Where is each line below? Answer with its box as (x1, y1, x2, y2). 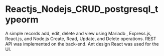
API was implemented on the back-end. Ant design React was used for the (5, 41, 159, 47)
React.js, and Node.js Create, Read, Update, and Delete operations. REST (5, 36, 156, 42)
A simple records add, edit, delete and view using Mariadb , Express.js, (5, 30, 152, 36)
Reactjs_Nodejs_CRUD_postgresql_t (5, 3, 158, 15)
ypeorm (5, 14, 39, 25)
